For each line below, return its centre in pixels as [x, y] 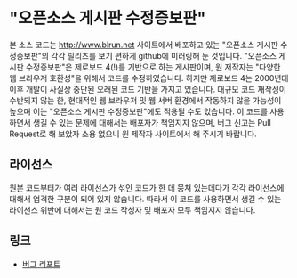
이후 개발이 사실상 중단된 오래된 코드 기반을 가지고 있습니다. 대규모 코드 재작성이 [148, 89]
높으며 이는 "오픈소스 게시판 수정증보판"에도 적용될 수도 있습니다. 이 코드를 [139, 111]
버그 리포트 [41, 264]
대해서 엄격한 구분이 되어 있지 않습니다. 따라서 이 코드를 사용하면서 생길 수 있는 [145, 199]
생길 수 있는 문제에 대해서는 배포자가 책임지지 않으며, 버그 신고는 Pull [152, 122]
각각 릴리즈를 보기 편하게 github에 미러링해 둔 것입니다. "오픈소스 [164, 55]
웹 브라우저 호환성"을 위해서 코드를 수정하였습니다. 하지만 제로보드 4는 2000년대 [149, 78]
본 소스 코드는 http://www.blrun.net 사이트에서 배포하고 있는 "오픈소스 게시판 [144, 45]
